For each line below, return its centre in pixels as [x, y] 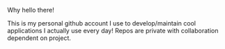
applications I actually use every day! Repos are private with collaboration [113, 31]
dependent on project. [39, 38]
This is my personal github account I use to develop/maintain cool [102, 23]
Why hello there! [31, 10]
